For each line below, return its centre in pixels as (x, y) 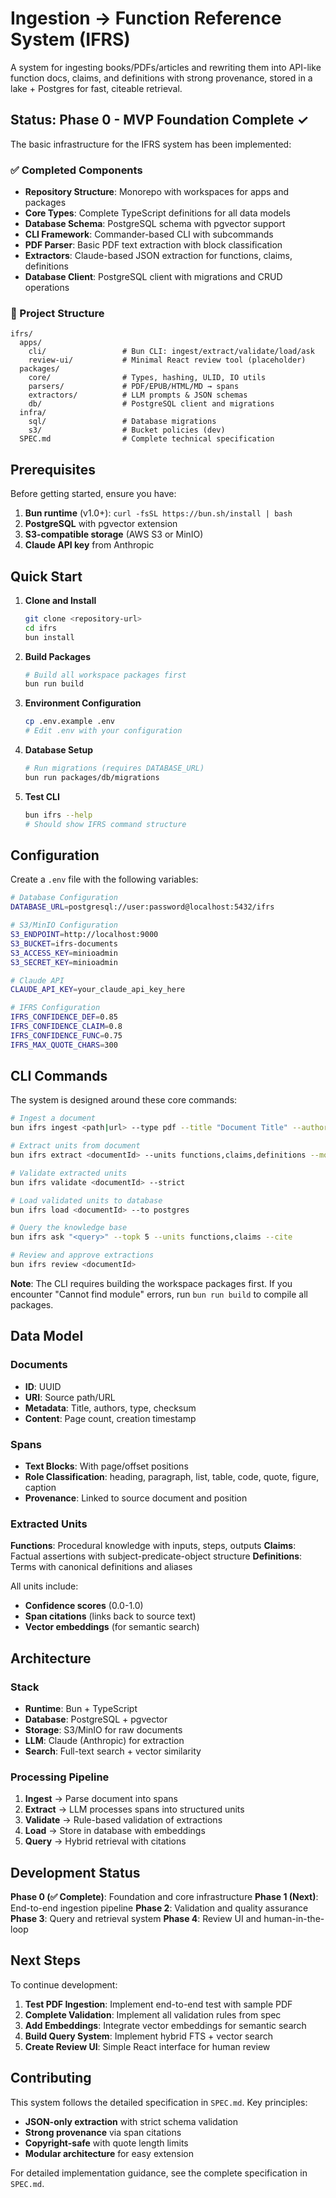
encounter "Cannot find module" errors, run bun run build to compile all (159, 1294)
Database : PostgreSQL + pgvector (96, 1719)
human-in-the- (294, 1919)
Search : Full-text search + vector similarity (113, 1751)
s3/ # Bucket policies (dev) (127, 430)
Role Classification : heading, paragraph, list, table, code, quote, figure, (172, 1476)
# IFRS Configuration (55, 1008)
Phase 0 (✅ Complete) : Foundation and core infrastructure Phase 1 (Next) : (164, 1897)
